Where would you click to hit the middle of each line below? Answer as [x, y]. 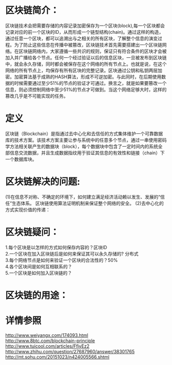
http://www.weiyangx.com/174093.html [47, 335]
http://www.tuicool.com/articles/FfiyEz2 [47, 346]
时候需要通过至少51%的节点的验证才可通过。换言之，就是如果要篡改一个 [90, 83]
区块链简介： [33, 10]
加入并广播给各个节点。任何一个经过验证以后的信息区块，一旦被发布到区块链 [86, 57]
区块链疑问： [33, 232]
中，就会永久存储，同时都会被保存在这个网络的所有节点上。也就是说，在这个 [86, 64]
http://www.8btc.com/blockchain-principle [50, 340]
